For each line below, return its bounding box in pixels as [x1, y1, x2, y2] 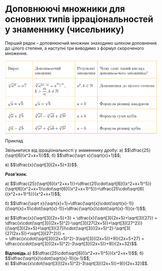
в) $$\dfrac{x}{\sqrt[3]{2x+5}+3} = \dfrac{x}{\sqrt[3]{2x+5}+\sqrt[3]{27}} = [5, 215, 158, 220]
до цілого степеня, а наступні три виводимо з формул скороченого [5, 45, 144, 51]
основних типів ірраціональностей [5, 14, 153, 25]
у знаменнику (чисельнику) [5, 24, 124, 35]
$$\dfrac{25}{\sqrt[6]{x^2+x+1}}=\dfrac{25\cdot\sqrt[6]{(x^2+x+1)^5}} [10, 181, 151, 186]
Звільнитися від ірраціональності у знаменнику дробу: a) [5, 147, 123, 153]
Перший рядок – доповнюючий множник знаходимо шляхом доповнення [5, 40, 157, 46]
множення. [5, 50, 28, 56]
